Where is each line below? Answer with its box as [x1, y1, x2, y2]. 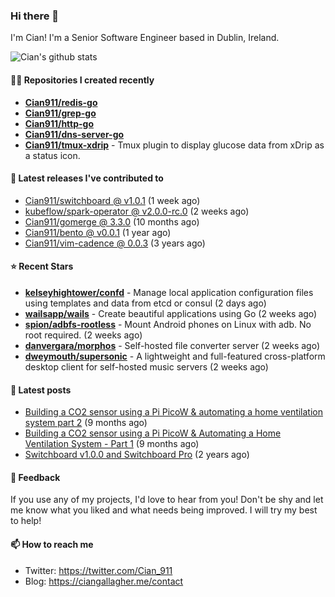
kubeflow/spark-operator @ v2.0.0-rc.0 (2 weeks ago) [24, 205, 250, 217]
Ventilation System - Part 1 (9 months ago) [24, 438, 200, 450]
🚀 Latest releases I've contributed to [10, 172, 164, 184]
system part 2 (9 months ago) [24, 417, 148, 429]
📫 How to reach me [10, 538, 94, 550]
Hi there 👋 [10, 9, 60, 23]
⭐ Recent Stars [10, 260, 74, 273]
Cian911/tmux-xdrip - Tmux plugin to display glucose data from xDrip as [24, 139, 325, 151]
